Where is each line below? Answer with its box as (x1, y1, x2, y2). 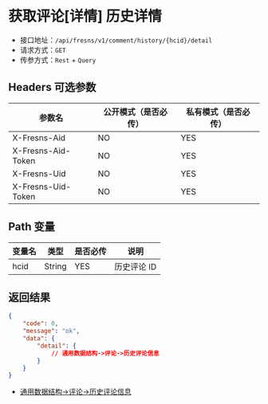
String (44, 261, 67, 272)
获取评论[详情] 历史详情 (8, 7, 162, 25)
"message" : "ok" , (22, 328, 81, 335)
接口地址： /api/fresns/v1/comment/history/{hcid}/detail (19, 35, 213, 45)
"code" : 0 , (22, 320, 59, 328)
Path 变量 (8, 220, 56, 233)
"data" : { (22, 335, 56, 343)
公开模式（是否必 (103, 106, 167, 117)
